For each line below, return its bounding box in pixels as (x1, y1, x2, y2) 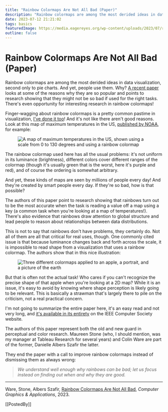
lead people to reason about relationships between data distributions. (5, 219, 148, 225)
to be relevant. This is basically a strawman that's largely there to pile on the (5, 290, 162, 296)
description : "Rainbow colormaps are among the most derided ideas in (5, 12, 155, 17)
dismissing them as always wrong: (5, 356, 76, 362)
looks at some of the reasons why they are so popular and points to (5, 90, 144, 96)
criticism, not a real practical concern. (5, 295, 83, 301)
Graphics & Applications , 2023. (5, 391, 70, 397)
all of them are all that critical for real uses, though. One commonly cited (5, 234, 154, 240)
